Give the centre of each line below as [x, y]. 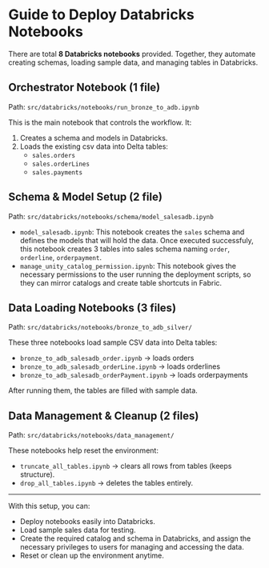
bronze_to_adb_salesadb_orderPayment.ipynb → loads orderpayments [134, 375]
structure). [37, 474]
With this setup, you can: [49, 506]
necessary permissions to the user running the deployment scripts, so [135, 274]
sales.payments [57, 172]
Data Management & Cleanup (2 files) [104, 416]
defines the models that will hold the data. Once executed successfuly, [137, 240]
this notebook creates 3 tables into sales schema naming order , [125, 249]
